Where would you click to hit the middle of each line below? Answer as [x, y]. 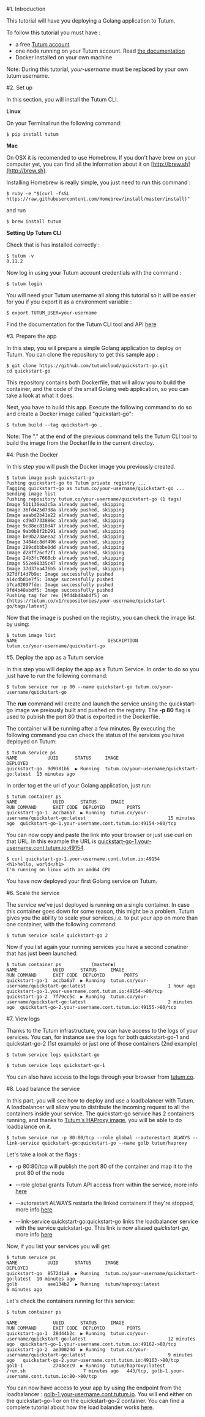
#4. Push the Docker [32, 455]
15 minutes [182, 818]
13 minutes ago [56, 774]
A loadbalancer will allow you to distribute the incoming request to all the [98, 1107]
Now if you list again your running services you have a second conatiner [97, 947]
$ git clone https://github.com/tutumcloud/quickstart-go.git [87, 366]
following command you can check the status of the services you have [95, 735]
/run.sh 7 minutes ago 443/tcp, [78, 1371]
